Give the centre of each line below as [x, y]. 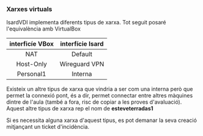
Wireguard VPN [82, 64]
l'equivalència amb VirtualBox [44, 29]
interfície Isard [82, 44]
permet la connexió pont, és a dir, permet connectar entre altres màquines [100, 96]
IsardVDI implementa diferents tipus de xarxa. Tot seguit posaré [86, 23]
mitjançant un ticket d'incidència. [48, 127]
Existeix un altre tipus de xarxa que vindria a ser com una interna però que [100, 89]
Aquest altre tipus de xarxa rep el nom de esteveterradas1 [80, 109]
